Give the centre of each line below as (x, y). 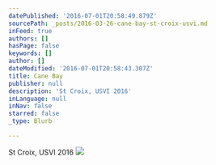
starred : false (34, 114)
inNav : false (30, 106)
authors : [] (28, 38)
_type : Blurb (30, 121)
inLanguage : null (38, 99)
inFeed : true (30, 31)
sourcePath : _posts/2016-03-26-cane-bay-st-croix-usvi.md (108, 23)
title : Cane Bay (36, 76)
